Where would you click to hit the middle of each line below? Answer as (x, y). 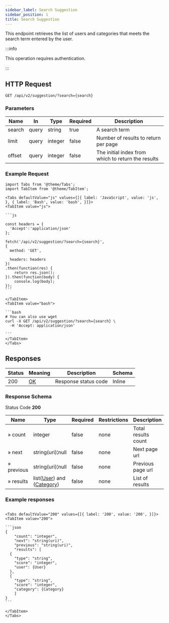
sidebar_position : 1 (27, 15)
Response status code (81, 381)
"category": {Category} (39, 589)
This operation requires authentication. (45, 58)
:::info (11, 49)
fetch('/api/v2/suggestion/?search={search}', (55, 242)
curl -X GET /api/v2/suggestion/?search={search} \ (60, 321)
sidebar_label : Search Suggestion (41, 10)
